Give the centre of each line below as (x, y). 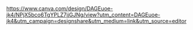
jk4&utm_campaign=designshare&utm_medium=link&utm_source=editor (96, 21)
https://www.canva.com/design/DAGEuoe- (60, 9)
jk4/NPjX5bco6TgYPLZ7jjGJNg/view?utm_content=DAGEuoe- (83, 15)
